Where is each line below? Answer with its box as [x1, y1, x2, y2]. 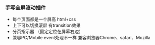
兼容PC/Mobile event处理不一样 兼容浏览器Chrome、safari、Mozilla [12, 35, 151, 41]
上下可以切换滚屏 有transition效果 [12, 22, 81, 28]
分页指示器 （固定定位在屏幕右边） [12, 28, 83, 35]
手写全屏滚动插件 [5, 4, 46, 11]
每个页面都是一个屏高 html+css [12, 16, 76, 22]
